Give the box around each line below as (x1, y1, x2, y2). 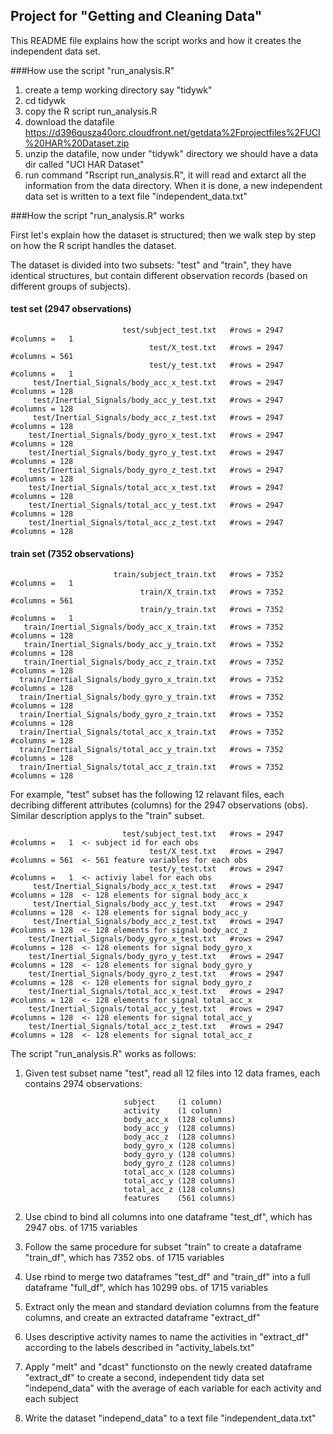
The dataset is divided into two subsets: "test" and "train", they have (10, 259, 292, 271)
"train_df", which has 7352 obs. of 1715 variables (24, 1252, 225, 1264)
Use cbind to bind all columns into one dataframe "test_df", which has (24, 1211, 313, 1223)
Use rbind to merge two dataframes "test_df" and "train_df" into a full (24, 1271, 311, 1283)
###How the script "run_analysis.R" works (10, 209, 185, 221)
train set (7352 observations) (10, 547, 135, 559)
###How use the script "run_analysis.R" (10, 64, 175, 76)
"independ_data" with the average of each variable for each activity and (24, 1382, 322, 1394)
